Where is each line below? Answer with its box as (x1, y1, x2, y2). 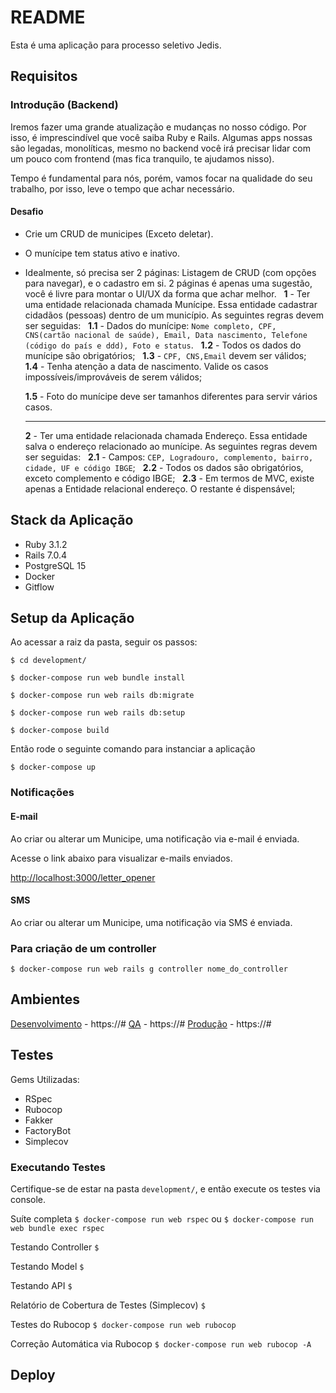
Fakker (24, 1114, 54, 1126)
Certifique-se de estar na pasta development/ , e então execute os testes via (10, 1183, 321, 1195)
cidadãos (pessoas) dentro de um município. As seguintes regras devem (24, 309, 324, 321)
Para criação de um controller (10, 941, 157, 955)
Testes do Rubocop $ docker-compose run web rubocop (10, 1319, 237, 1330)
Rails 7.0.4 (24, 549, 68, 561)
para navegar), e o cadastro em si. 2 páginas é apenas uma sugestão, (24, 277, 313, 289)
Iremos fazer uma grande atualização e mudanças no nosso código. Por (10, 121, 307, 133)
